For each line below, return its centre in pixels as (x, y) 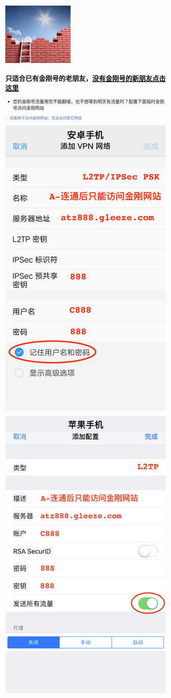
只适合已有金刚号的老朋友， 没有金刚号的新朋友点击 (85, 79)
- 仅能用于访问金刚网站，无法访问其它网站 (44, 118)
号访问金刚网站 (28, 108)
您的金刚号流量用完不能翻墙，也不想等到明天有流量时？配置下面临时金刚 (88, 101)
